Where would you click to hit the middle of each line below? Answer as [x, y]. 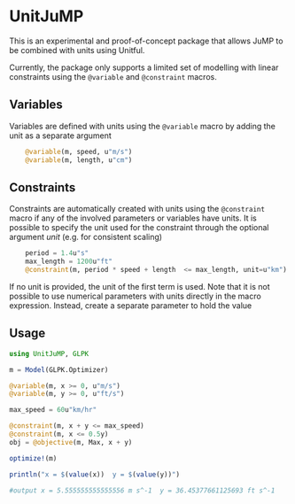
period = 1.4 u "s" [57, 253]
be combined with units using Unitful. [77, 50]
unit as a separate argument [61, 136]
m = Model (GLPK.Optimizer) [59, 369]
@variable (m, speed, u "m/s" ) [79, 151]
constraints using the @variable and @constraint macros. [113, 76]
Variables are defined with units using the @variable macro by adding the [143, 126]
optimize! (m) [33, 458]
